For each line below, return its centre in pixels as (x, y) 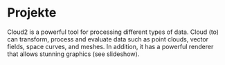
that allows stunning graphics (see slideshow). (73, 54)
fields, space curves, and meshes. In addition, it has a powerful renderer (110, 46)
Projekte (32, 13)
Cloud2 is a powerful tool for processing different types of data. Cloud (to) (113, 32)
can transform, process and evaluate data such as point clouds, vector (108, 39)
